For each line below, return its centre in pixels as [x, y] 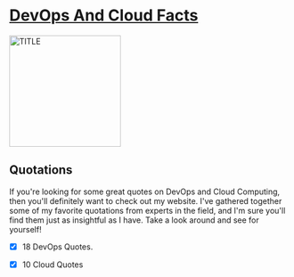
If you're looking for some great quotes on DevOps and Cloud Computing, [145, 191]
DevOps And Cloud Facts [104, 16]
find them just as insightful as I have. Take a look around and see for [135, 220]
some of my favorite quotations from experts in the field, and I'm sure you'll [147, 210]
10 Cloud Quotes [53, 265]
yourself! [25, 229]
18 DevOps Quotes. [57, 247]
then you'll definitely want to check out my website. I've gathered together [146, 200]
